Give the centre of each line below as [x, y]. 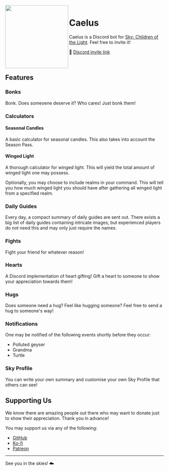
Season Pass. [19, 144]
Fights [13, 241]
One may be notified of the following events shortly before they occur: [78, 335]
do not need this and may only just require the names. [61, 228]
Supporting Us [28, 401]
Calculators [20, 116]
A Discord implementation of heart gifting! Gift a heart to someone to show [82, 276]
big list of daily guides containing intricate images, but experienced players [83, 223]
